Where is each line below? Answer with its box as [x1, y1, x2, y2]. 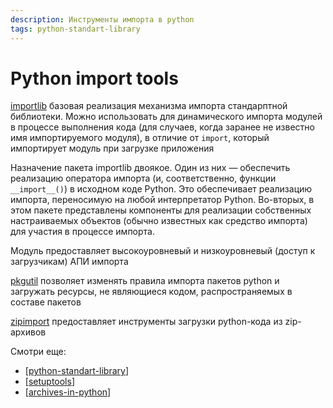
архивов [10, 326, 47, 338]
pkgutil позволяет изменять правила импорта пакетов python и [10, 275, 280, 287]
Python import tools [10, 67, 179, 90]
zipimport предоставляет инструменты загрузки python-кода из [10, 316, 283, 328]
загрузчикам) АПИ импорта [10, 256, 129, 268]
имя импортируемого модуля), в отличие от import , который [10, 132, 270, 144]
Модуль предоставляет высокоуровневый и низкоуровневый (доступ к [10, 245, 316, 257]
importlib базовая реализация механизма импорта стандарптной [10, 100, 288, 112]
